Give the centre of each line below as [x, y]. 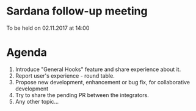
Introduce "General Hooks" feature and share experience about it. [98, 69]
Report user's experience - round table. [65, 76]
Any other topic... [37, 101]
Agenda [27, 52]
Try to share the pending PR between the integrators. [82, 95]
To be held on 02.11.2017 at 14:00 [48, 28]
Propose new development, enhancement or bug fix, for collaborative [103, 82]
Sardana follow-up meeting [77, 11]
